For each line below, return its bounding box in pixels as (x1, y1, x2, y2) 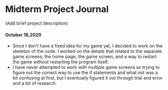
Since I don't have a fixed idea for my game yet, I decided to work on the (12, 43, 163, 49)
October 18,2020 (5, 32, 42, 38)
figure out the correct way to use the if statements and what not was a (12, 69, 158, 76)
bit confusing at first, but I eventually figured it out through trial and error (12, 75, 163, 81)
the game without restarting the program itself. (12, 59, 109, 65)
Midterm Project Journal (5, 4, 109, 15)
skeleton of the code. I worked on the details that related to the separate (12, 48, 162, 54)
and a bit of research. (12, 80, 57, 86)
